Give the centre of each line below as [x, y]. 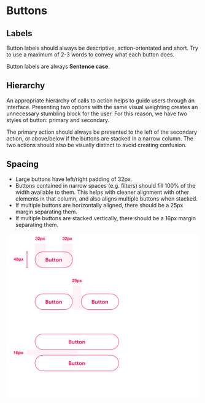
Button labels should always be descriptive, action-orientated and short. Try [102, 48]
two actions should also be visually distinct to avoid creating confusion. [97, 145]
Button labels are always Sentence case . [58, 66]
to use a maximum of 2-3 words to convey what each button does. [91, 55]
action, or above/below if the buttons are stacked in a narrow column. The [100, 138]
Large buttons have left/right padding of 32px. [74, 179]
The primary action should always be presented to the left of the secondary [102, 132]
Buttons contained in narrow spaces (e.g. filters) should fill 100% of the [105, 185]
